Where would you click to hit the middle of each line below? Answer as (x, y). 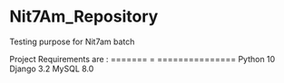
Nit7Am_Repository (84, 17)
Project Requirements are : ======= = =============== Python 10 (142, 59)
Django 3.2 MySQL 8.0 (52, 69)
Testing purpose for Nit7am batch (72, 41)
